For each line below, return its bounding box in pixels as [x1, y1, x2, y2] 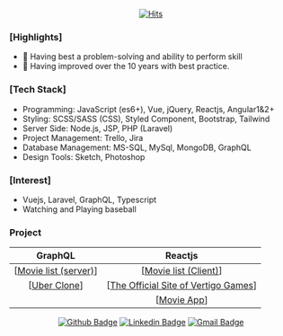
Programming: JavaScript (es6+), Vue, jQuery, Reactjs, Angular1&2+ [22, 103, 275, 114]
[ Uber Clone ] [28, 279, 84, 292]
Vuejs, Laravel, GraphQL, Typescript [22, 194, 157, 205]
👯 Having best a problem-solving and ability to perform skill [22, 51, 243, 62]
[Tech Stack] [9, 84, 66, 96]
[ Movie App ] [155, 294, 208, 306]
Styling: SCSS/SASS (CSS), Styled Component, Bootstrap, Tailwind [22, 113, 270, 124]
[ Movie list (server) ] [13, 265, 99, 278]
